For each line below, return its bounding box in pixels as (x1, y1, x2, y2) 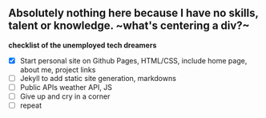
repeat (19, 100, 42, 111)
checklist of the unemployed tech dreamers (8, 40, 157, 50)
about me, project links (19, 64, 96, 75)
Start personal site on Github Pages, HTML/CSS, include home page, (19, 55, 248, 65)
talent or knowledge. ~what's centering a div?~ (8, 19, 250, 33)
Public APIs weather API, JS (19, 82, 112, 92)
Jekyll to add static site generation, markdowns (19, 73, 176, 83)
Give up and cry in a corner (19, 92, 111, 101)
